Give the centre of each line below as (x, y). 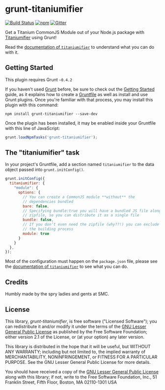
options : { (29, 193)
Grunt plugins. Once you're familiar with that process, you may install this (79, 99)
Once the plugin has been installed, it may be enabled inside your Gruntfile (81, 123)
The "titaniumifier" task (42, 153)
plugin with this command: (32, 105)
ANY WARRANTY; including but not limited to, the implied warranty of (75, 352)
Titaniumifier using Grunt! (31, 37)
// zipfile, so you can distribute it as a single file (81, 215)
